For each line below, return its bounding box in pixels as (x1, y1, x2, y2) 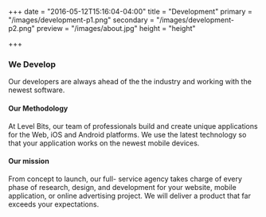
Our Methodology (8, 103, 68, 113)
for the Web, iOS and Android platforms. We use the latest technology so (8, 130, 247, 139)
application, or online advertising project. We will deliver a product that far (8, 191, 251, 200)
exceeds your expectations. (8, 199, 100, 209)
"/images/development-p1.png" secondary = (8, 15, 155, 25)
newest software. (8, 85, 65, 95)
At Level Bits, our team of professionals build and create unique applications (8, 121, 258, 130)
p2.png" (8, 24, 36, 33)
